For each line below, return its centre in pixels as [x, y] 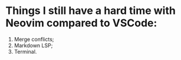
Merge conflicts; [34, 39]
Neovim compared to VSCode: [81, 23]
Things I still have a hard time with [91, 11]
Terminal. [25, 51]
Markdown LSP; [33, 45]
